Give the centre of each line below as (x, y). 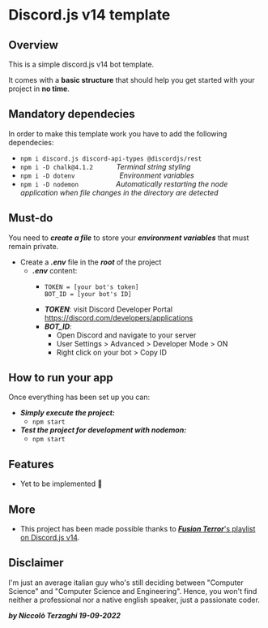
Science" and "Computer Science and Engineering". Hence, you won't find (133, 591)
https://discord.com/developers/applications (119, 317)
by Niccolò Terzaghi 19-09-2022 (65, 615)
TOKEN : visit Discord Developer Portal (108, 309)
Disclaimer (36, 563)
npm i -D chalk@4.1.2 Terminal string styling (105, 166)
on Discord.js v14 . (50, 538)
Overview (34, 45)
